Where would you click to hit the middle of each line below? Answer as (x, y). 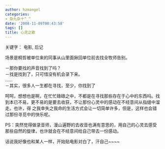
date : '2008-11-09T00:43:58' (35, 23)
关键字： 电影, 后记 (24, 47)
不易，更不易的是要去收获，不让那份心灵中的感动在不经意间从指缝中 (87, 102)
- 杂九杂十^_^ (18, 19)
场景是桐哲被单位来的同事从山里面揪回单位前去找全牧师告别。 (68, 58)
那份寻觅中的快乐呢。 (31, 114)
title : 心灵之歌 (20, 32)
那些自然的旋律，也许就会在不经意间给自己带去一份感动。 (63, 131)
